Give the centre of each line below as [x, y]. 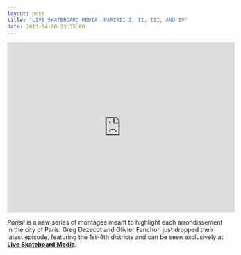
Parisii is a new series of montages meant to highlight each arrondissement [115, 222]
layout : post [26, 14]
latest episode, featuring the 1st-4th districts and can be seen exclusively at [115, 237]
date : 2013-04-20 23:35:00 [46, 26]
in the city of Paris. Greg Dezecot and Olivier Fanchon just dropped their [110, 230]
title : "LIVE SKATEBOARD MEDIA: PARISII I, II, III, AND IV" [98, 20]
